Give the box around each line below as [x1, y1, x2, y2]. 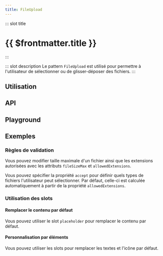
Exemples [5, 132, 36, 140]
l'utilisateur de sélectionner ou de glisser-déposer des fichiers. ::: [5, 68, 136, 74]
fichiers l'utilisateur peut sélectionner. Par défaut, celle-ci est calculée [5, 177, 145, 183]
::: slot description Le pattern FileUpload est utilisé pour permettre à [5, 63, 141, 69]
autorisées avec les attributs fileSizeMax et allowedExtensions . [5, 163, 131, 169]
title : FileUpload [5, 7, 42, 12]
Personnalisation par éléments [5, 235, 69, 240]
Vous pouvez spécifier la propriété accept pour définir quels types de [5, 173, 144, 178]
